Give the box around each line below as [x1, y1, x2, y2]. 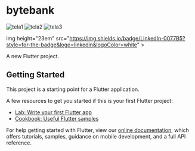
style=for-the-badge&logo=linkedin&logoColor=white [6, 41, 137, 48]
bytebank [6, 4, 55, 17]
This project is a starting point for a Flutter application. [6, 86, 140, 93]
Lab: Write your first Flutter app [14, 108, 92, 116]
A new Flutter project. [6, 52, 60, 59]
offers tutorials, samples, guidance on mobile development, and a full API [6, 133, 186, 140]
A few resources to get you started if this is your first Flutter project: [6, 97, 173, 104]
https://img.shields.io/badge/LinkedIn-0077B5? [69, 34, 185, 42]
